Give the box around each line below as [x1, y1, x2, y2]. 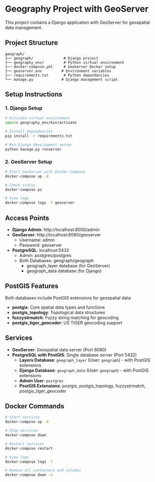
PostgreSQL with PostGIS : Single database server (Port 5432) [12, 352, 137, 358]
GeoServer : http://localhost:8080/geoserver [12, 232, 101, 238]
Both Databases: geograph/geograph [19, 258, 94, 264]
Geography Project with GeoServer [5, 3, 149, 15]
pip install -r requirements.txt [5, 133, 73, 139]
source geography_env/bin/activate [5, 120, 77, 125]
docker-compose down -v [5, 472, 53, 478]
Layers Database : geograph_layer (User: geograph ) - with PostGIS [19, 357, 150, 363]
